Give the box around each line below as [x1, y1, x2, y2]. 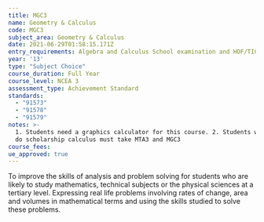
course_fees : [8, 143, 51, 151]
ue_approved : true [8, 150, 68, 158]
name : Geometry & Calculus [8, 19, 97, 27]
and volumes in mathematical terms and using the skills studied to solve [8, 197, 241, 206]
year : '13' [8, 56, 44, 64]
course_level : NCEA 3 [8, 77, 79, 85]
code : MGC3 [8, 26, 44, 34]
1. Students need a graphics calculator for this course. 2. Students [15, 128, 251, 136]
